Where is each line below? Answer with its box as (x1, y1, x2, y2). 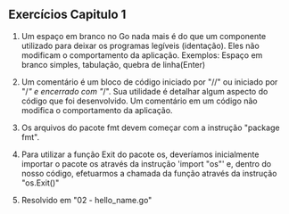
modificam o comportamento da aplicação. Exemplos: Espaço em (21, 49, 263, 61)
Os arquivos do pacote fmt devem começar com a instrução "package (21, 122, 280, 133)
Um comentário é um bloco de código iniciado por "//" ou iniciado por (21, 76, 278, 87)
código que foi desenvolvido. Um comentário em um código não (21, 95, 258, 106)
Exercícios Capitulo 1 (8, 7, 127, 22)
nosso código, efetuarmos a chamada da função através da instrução (21, 168, 277, 178)
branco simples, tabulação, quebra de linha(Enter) (21, 59, 206, 70)
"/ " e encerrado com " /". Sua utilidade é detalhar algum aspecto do (21, 86, 268, 96)
